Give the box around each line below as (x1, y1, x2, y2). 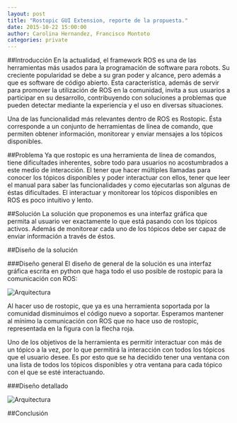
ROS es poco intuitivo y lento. (7, 196, 93, 205)
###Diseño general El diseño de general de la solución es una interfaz (7, 259, 212, 268)
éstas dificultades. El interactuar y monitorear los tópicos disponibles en (7, 189, 218, 197)
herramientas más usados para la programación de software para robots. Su (7, 64, 230, 72)
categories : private (7, 37, 69, 44)
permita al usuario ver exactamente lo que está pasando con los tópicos (7, 217, 218, 226)
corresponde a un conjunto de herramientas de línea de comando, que (7, 122, 214, 131)
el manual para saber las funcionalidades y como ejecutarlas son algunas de (7, 181, 231, 189)
